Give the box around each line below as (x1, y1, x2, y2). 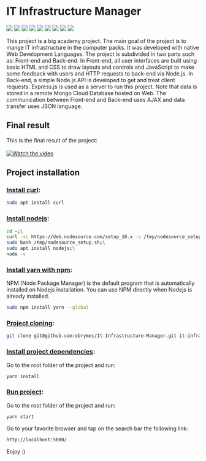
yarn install (6, 373, 40, 379)
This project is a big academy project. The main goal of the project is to (6, 37, 187, 44)
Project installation (6, 168, 80, 178)
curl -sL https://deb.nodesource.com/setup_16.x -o (6, 234, 141, 240)
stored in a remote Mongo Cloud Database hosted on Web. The (6, 89, 167, 96)
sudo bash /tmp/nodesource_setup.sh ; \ (6, 239, 105, 246)
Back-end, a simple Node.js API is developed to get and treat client (6, 76, 175, 83)
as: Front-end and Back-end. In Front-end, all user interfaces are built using (6, 56, 197, 64)
